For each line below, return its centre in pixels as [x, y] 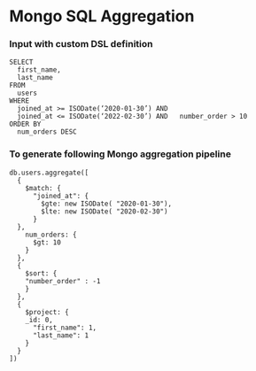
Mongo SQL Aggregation [102, 16]
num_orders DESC [47, 132]
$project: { [47, 312]
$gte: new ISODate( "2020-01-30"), [107, 204]
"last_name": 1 [61, 335]
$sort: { [41, 273]
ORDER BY [25, 124]
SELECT [21, 62]
